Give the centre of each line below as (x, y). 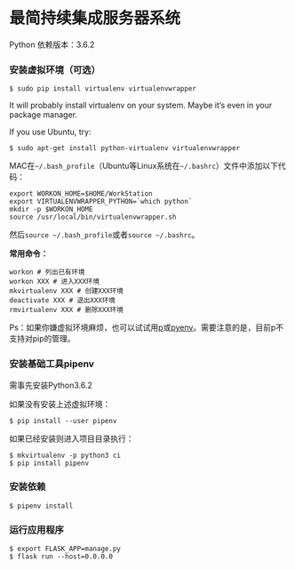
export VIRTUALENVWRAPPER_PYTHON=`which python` (101, 202)
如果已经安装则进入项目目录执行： (72, 438)
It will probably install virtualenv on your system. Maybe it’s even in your (141, 105)
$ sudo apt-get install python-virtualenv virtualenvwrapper (125, 148)
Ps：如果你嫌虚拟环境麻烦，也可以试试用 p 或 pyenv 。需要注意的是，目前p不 (147, 328)
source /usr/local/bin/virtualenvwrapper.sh (93, 217)
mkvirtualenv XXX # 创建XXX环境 (67, 291)
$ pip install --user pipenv (63, 421)
